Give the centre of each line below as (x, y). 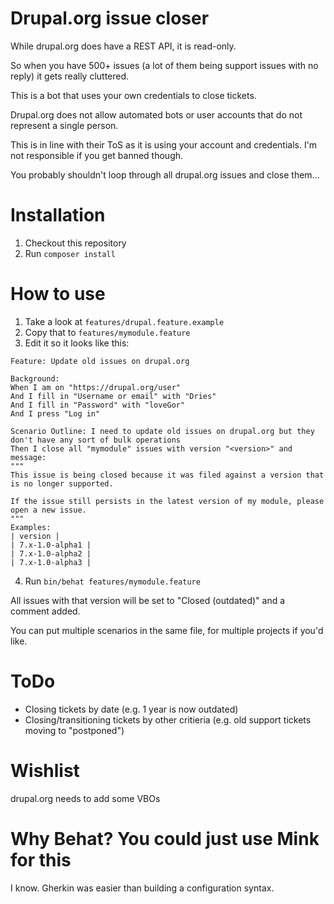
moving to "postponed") (74, 730)
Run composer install (70, 253)
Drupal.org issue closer (110, 18)
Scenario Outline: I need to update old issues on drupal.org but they (162, 431)
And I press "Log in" (55, 413)
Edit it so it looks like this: (77, 343)
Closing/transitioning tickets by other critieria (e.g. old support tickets (168, 719)
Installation (58, 215)
